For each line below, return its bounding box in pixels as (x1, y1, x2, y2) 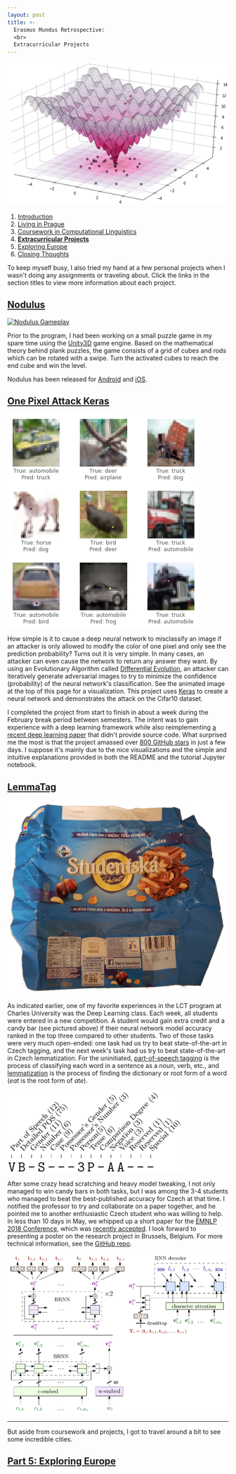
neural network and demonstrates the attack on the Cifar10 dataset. (7, 694, 203, 703)
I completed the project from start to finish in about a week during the (7, 708, 209, 717)
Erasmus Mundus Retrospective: (13, 26, 105, 33)
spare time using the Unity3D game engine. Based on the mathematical (7, 338, 214, 347)
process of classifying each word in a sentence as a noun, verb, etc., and (7, 1061, 220, 1069)
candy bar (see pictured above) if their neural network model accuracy (7, 1024, 212, 1032)
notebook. (7, 761, 37, 769)
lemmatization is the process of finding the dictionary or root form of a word (7, 1069, 227, 1077)
